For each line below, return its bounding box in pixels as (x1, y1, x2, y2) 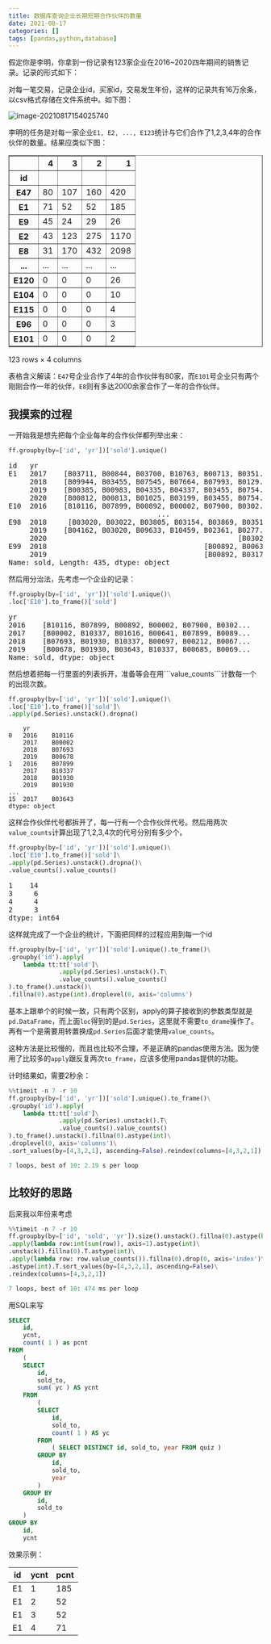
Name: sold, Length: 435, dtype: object (8, 558, 171, 567)
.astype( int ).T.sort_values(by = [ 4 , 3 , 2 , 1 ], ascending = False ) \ (8, 1262, 219, 1270)
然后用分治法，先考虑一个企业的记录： (8, 574, 135, 584)
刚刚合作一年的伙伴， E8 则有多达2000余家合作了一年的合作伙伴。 (8, 381, 224, 392)
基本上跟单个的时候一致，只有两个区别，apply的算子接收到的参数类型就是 (8, 1006, 253, 1016)
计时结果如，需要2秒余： (8, 1071, 91, 1080)
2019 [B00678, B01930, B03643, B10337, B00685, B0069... (8, 644, 252, 654)
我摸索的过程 (8, 407, 73, 421)
